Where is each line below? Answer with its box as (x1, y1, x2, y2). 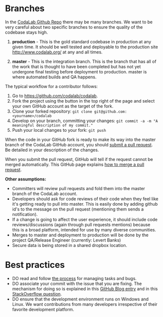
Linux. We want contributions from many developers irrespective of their (12, 301, 158, 307)
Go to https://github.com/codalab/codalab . (12, 93, 98, 99)
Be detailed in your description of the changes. (5, 147, 99, 153)
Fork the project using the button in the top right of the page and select (12, 98, 155, 104)
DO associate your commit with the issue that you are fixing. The (12, 281, 142, 286)
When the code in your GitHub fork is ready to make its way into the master (5, 137, 156, 142)
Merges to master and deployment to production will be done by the (12, 232, 149, 238)
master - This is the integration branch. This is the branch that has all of (12, 58, 157, 64)
